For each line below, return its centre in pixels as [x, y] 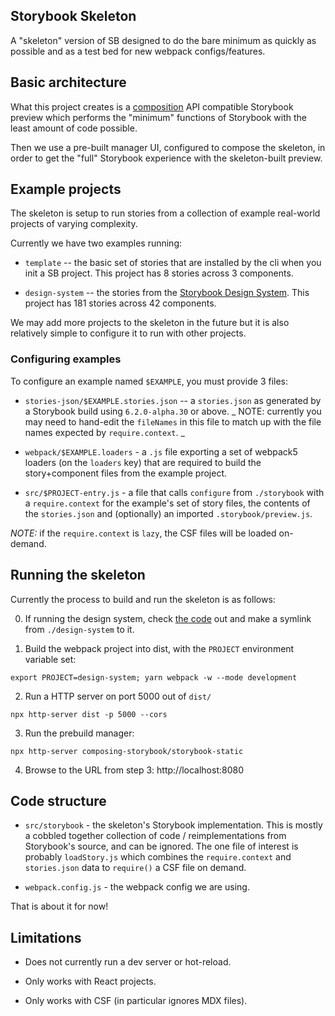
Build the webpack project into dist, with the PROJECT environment [159, 648]
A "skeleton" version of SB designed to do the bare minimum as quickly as [163, 40]
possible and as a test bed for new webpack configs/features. [138, 51]
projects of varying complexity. [74, 224]
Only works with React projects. [90, 981]
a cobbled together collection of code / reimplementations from [155, 836]
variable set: [50, 659]
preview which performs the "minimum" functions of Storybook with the [159, 117]
